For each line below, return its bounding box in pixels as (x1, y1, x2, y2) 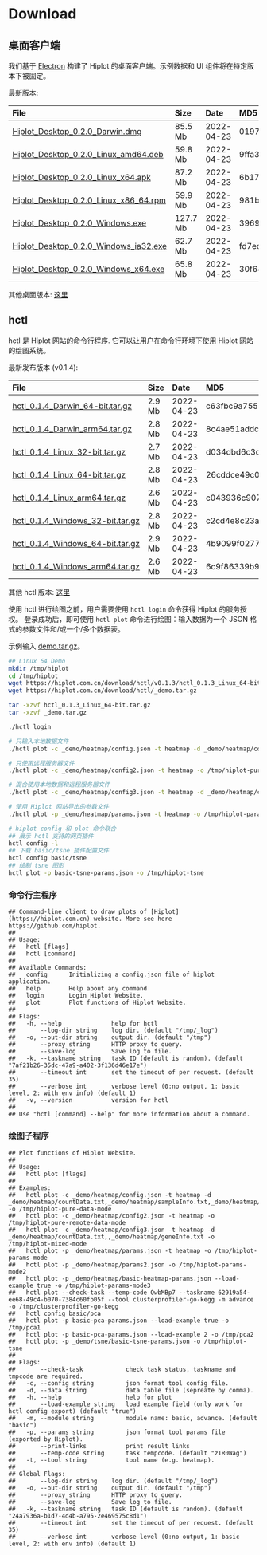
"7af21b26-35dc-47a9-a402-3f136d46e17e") (8, 1061, 148, 1069)
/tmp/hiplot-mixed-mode (8, 1239, 87, 1248)
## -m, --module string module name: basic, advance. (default (8, 1414, 258, 1422)
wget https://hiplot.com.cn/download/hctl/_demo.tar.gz (8, 687, 197, 695)
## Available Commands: (8, 964, 87, 972)
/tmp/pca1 (8, 1323, 41, 1332)
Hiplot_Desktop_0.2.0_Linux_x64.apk (12, 172, 151, 183)
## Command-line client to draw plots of (8, 908, 148, 916)
